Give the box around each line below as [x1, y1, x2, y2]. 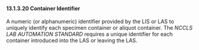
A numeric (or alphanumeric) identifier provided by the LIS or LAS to [6, 18, 174, 25]
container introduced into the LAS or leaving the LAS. [6, 37, 138, 44]
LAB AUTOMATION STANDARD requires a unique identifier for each [6, 30, 173, 38]
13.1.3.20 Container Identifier [6, 5, 80, 12]
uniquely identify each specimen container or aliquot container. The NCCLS [6, 24, 193, 32]
